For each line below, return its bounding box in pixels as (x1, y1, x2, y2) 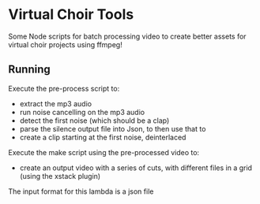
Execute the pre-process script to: (8, 83, 120, 93)
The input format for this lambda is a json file (8, 187, 154, 196)
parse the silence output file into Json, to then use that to (19, 124, 206, 133)
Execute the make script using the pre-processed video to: (8, 147, 200, 157)
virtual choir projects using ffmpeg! (8, 39, 122, 49)
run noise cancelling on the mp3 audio (19, 107, 145, 117)
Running (8, 63, 51, 76)
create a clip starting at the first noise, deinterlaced (19, 132, 187, 142)
